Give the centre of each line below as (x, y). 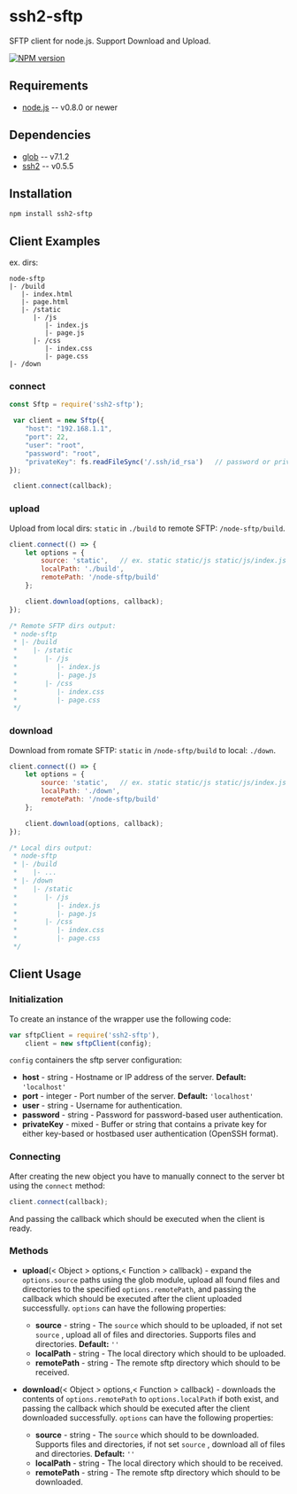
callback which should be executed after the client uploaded (132, 1298)
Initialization (36, 1000)
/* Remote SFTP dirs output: (63, 626)
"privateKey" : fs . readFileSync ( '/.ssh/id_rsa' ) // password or (148, 462)
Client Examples (55, 241)
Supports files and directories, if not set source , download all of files (160, 1444)
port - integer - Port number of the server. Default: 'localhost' (137, 1096)
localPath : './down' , (81, 791)
